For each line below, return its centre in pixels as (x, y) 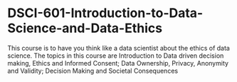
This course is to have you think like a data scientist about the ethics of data (118, 48)
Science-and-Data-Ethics (85, 28)
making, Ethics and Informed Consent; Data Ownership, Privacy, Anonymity (118, 63)
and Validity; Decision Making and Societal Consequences (93, 71)
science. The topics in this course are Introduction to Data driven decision (116, 56)
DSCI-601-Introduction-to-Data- (105, 13)
